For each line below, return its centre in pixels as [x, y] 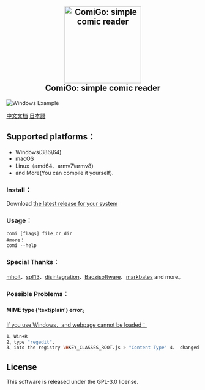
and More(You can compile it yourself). [64, 173]
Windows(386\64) [38, 152]
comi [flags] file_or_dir [39, 234]
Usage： [19, 220]
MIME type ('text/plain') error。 [47, 310]
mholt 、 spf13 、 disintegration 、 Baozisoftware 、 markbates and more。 [95, 276]
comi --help [21, 246]
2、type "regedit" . [31, 342]
